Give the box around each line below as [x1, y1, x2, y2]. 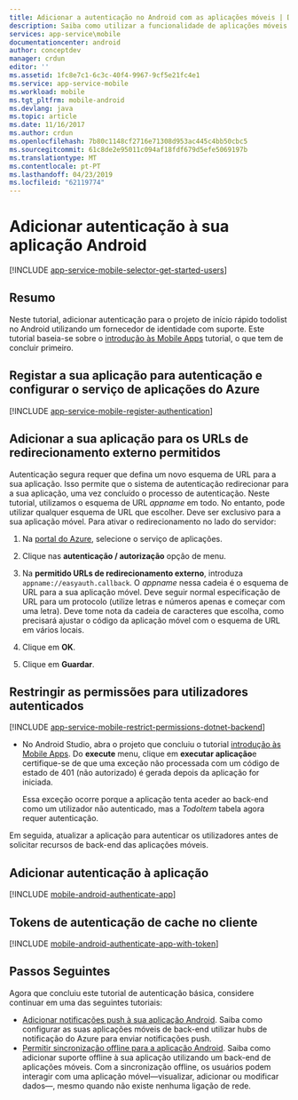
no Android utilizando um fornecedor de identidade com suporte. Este [9, 323, 264, 334]
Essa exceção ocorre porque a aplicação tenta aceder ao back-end [21, 794, 269, 805]
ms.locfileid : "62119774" [9, 179, 105, 187]
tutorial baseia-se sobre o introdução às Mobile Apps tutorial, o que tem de [9, 332, 284, 343]
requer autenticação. [21, 813, 99, 824]
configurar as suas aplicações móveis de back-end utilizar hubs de [21, 1024, 268, 1034]
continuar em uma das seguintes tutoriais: [9, 997, 162, 1008]
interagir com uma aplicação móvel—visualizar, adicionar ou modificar [21, 1071, 279, 1081]
